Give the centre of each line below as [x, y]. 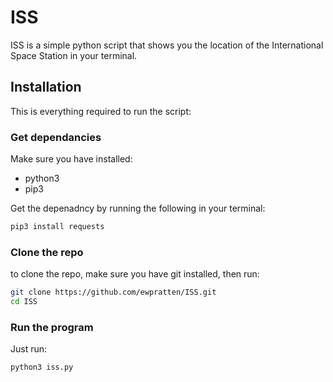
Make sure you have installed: [71, 159]
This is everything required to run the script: [101, 111]
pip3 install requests [57, 227]
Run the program [52, 327]
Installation [46, 87]
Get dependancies [56, 137]
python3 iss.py [42, 367]
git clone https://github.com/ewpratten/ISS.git [113, 292]
